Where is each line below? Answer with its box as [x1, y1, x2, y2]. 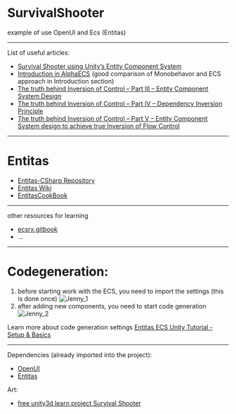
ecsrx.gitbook [17, 225, 58, 233]
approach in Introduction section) [17, 77, 114, 85]
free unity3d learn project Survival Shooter [17, 399, 142, 407]
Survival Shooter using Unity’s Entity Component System [17, 62, 182, 70]
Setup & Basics [7, 330, 51, 339]
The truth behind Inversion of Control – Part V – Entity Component [17, 114, 209, 122]
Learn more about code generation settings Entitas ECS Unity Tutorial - [7, 323, 213, 331]
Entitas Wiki [17, 183, 52, 192]
